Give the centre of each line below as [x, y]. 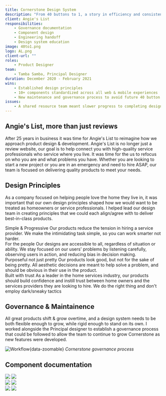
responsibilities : [24, 24]
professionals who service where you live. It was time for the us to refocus [81, 154]
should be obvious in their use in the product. [51, 270]
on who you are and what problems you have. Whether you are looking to [80, 159]
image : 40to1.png [23, 47]
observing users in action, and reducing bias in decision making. [71, 254]
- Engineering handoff [37, 38]
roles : [12, 60]
